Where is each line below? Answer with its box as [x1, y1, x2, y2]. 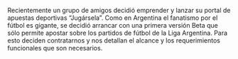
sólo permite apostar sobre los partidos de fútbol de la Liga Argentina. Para [7, 28, 228, 37]
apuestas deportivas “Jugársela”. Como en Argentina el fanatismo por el [7, 14, 218, 22]
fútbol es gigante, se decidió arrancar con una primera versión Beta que [7, 21, 218, 29]
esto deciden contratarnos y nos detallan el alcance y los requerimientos [7, 36, 221, 45]
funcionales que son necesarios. [7, 44, 103, 52]
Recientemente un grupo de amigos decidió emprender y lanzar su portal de [7, 6, 231, 14]
